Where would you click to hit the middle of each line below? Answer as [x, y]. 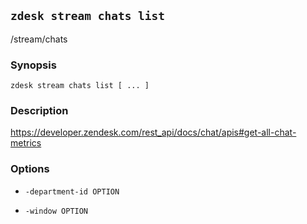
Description [39, 111]
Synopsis [33, 65]
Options [30, 169]
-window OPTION [56, 211]
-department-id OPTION [72, 191]
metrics [26, 143]
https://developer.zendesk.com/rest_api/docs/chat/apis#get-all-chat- [153, 132]
